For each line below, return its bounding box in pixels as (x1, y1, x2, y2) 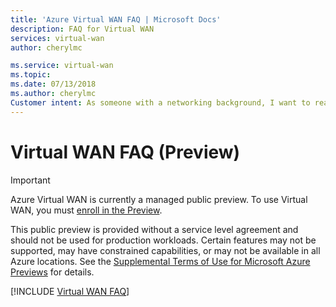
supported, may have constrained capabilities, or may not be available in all (10, 244, 321, 256)
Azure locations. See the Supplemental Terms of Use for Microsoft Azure (10, 255, 311, 267)
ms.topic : (10, 70, 52, 80)
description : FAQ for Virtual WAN (10, 24, 155, 34)
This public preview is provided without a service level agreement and (10, 223, 299, 235)
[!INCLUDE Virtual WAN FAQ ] (10, 285, 130, 297)
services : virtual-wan (10, 33, 105, 43)
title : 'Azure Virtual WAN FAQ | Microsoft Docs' (10, 14, 222, 25)
